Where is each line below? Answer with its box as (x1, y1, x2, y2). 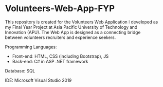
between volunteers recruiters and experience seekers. (5, 35, 116, 40)
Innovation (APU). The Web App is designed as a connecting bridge (5, 29, 141, 35)
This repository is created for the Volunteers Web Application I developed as (5, 19, 158, 25)
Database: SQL (5, 68, 36, 73)
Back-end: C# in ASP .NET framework (12, 58, 89, 64)
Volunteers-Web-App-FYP (5, 3, 115, 14)
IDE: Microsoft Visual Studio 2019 (5, 77, 72, 83)
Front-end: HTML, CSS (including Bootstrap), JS (12, 53, 109, 59)
